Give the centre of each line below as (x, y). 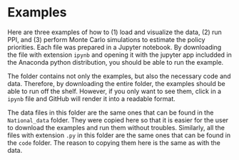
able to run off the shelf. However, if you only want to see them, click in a (115, 91)
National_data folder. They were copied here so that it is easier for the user (118, 120)
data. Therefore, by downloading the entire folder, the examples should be (117, 83)
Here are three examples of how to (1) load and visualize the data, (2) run (115, 32)
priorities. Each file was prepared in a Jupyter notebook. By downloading (115, 47)
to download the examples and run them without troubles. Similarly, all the (116, 127)
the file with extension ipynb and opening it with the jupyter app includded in (119, 55)
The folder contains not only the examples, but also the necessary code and (119, 76)
